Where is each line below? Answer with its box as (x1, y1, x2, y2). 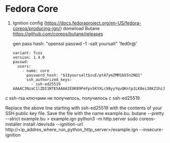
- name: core (22, 68, 50, 73)
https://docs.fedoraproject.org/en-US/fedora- (45, 20, 142, 26)
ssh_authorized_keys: (26, 77, 72, 82)
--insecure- (139, 126, 163, 132)
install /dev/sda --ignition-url (22, 121, 83, 127)
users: (17, 64, 31, 69)
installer (5, 121, 22, 127)
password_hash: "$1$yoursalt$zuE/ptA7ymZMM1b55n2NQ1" (26, 72, 143, 78)
